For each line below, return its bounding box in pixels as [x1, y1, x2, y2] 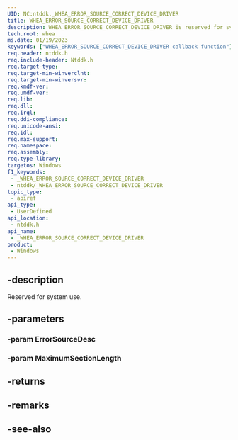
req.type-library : [7, 155, 62, 163]
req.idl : [7, 129, 33, 136]
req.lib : [7, 96, 33, 103]
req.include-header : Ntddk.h [7, 57, 93, 64]
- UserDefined [10, 208, 52, 215]
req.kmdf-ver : [7, 83, 50, 90]
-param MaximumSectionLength [7, 354, 122, 363]
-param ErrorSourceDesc [7, 334, 96, 344]
